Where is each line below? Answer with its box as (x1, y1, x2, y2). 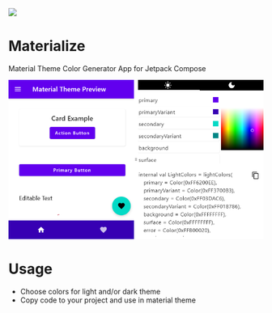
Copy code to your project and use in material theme (19, 295, 197, 305)
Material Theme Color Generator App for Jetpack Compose (8, 63, 206, 73)
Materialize (8, 37, 86, 56)
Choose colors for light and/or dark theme (19, 286, 161, 296)
